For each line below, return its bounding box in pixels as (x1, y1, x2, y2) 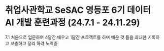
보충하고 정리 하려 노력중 (10, 40, 58, 46)
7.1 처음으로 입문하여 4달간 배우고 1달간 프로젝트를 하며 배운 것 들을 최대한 (5, 34, 147, 40)
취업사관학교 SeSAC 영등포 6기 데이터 (5, 4, 151, 16)
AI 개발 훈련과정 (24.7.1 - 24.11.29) (5, 17, 140, 28)
